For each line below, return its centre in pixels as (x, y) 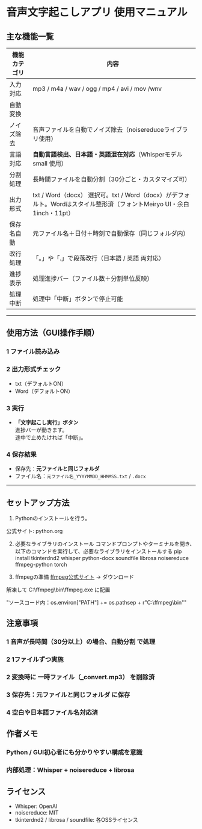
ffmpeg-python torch (41, 565)
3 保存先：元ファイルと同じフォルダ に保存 (68, 695)
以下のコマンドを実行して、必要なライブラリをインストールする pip (98, 552)
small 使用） (50, 163)
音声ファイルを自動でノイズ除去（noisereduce (98, 130)
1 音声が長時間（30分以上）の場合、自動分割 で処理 (81, 642)
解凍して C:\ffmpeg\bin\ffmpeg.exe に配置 (58, 590)
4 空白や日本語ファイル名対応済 (52, 712)
